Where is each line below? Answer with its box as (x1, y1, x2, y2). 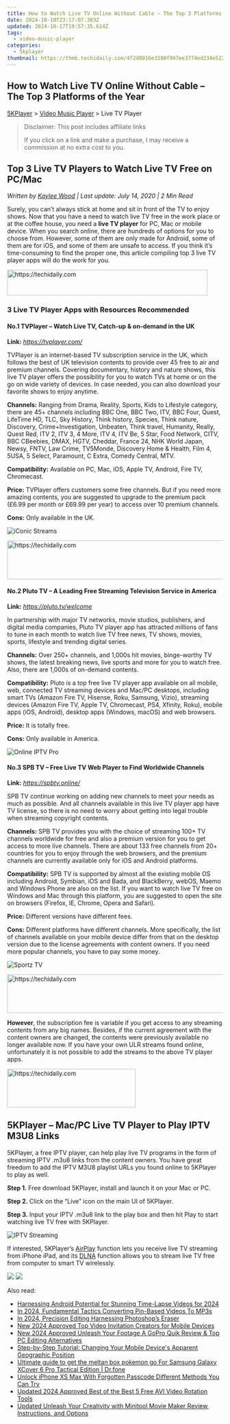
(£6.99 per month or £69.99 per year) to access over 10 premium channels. (7, 500, 220, 508)
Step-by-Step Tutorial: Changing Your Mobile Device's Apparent (16, 1343, 199, 1351)
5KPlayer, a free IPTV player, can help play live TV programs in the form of (7, 1148, 217, 1157)
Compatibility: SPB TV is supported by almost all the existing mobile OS (7, 869, 211, 877)
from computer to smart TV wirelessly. (7, 1259, 116, 1267)
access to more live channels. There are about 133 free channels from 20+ (7, 842, 218, 850)
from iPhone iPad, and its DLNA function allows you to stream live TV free (7, 1251, 215, 1260)
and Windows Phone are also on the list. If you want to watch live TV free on (7, 884, 222, 893)
